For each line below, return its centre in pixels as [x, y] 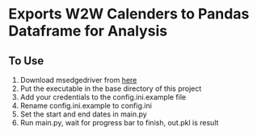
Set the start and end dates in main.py [83, 114]
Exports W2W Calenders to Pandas [129, 14]
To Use [26, 61]
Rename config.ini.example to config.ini [86, 106]
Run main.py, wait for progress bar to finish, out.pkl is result [119, 123]
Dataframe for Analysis [88, 31]
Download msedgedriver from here [78, 80]
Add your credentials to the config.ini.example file [103, 97]
